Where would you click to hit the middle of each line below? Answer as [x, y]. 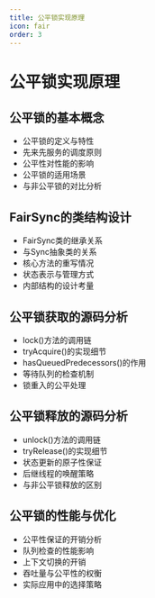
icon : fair [30, 26]
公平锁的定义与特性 [58, 141]
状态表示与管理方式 [58, 275]
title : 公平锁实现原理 [47, 18]
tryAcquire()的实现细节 [64, 351]
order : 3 [26, 34]
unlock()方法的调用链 [62, 439]
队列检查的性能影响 [58, 550]
